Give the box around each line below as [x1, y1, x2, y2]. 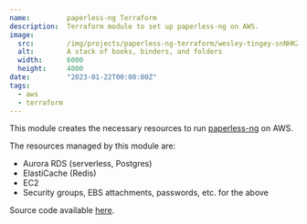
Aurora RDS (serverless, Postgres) [22, 158, 153, 169]
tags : [9, 81, 30, 90]
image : [9, 30, 35, 39]
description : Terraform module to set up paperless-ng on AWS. [9, 22, 259, 31]
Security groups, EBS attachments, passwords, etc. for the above [22, 188, 270, 199]
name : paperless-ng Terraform [9, 13, 157, 23]
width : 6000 [17, 56, 84, 65]
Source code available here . [9, 205, 115, 216]
